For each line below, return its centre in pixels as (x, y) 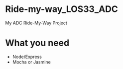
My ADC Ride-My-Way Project (36, 23)
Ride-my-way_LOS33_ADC (62, 9)
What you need (37, 43)
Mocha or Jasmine (31, 62)
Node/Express (27, 57)
